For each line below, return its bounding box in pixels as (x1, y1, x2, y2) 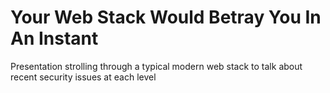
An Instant (10, 27, 99, 50)
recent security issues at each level (10, 71, 157, 83)
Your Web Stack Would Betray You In (10, 6, 322, 29)
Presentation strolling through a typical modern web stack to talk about (10, 60, 303, 72)
